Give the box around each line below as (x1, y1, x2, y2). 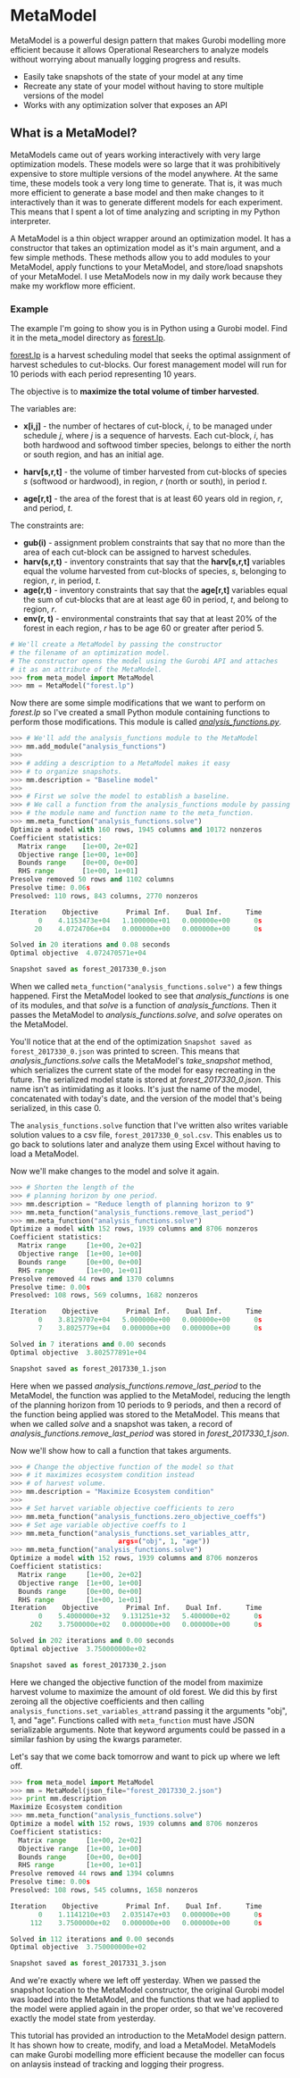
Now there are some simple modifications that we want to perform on (10, 697, 266, 708)
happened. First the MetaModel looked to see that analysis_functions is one (10, 990, 289, 1001)
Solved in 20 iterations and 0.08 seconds (10, 940, 171, 949)
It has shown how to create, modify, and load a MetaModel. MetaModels (10, 2040, 276, 2050)
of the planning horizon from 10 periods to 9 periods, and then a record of (10, 1399, 282, 1410)
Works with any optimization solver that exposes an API (22, 99, 229, 110)
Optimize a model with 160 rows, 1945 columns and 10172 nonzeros (10, 825, 262, 834)
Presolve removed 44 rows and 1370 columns (10, 1274, 175, 1283)
